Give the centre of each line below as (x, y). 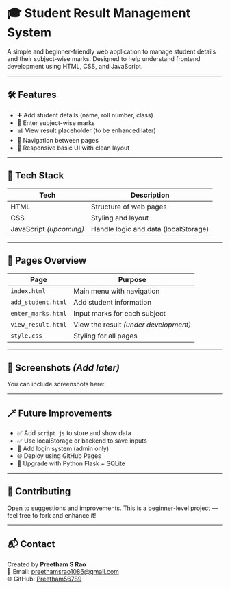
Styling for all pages (105, 336)
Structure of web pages (129, 207)
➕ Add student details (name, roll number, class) (85, 115)
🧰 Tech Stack (36, 176)
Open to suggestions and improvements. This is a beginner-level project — (113, 508)
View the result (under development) (132, 325)
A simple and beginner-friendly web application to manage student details (112, 51)
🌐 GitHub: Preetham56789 (44, 579)
